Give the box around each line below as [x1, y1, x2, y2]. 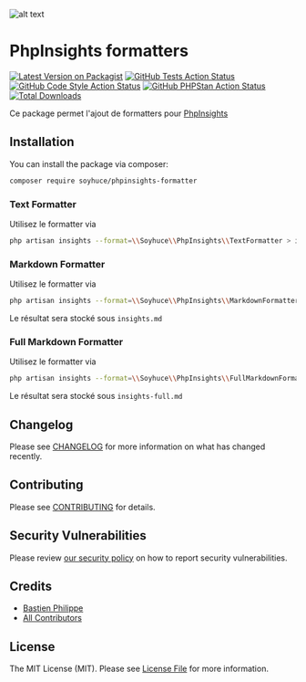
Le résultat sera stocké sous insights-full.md [9, 391, 183, 402]
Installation [9, 134, 75, 150]
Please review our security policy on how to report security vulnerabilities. [9, 552, 288, 563]
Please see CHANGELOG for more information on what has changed [9, 441, 266, 452]
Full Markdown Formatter [9, 335, 124, 348]
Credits [9, 578, 53, 593]
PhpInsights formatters [9, 41, 189, 61]
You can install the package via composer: [9, 158, 168, 169]
